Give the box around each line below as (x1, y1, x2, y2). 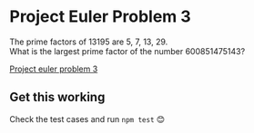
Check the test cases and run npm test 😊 (9, 113, 166, 124)
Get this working (9, 90, 106, 105)
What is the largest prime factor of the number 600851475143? (9, 45, 246, 56)
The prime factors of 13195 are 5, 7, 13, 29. (9, 36, 168, 47)
